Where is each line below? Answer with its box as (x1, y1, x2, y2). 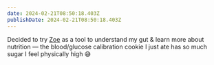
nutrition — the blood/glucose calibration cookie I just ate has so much (7, 42, 208, 51)
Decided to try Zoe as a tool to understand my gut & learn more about (7, 35, 204, 43)
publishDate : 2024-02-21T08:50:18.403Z (7, 16, 122, 23)
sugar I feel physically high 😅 (7, 49, 92, 58)
